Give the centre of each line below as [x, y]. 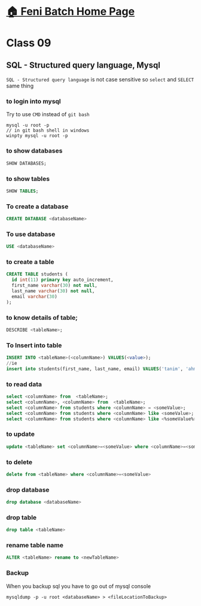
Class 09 [29, 43]
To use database [31, 234]
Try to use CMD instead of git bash [48, 114]
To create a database [37, 206]
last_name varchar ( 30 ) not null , [53, 291]
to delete [19, 462]
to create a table [30, 262]
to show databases [34, 151]
